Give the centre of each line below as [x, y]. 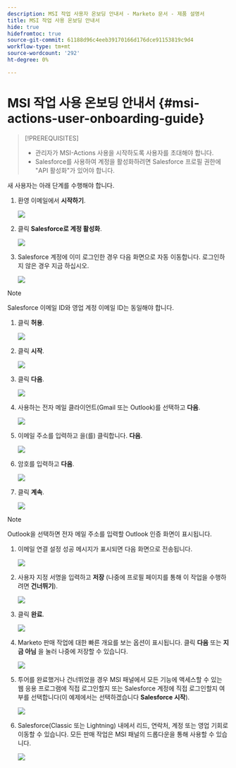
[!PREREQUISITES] [51, 138]
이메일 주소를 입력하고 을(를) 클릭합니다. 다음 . [80, 436]
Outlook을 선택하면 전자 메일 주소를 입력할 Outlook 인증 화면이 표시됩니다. [110, 534]
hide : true [23, 27]
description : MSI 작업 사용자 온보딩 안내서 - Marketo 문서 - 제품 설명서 [106, 14]
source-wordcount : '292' [44, 54]
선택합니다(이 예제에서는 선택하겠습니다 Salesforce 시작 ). [110, 697]
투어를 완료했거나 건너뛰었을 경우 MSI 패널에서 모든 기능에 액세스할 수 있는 [120, 679]
